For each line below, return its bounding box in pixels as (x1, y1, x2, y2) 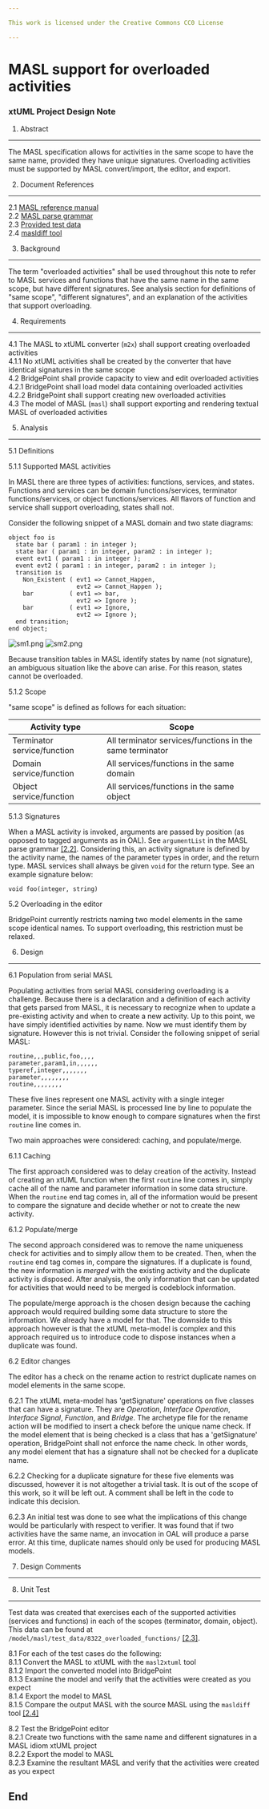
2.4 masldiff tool (8, 228, 62, 238)
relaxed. (8, 932, 35, 941)
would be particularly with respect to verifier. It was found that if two (8, 1521, 235, 1530)
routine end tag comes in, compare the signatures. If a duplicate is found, (8, 1257, 252, 1267)
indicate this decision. (8, 1497, 81, 1506)
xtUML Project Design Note (8, 106, 116, 117)
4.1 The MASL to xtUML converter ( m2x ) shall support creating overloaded (8, 340, 251, 349)
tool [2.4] (8, 1708, 39, 1718)
